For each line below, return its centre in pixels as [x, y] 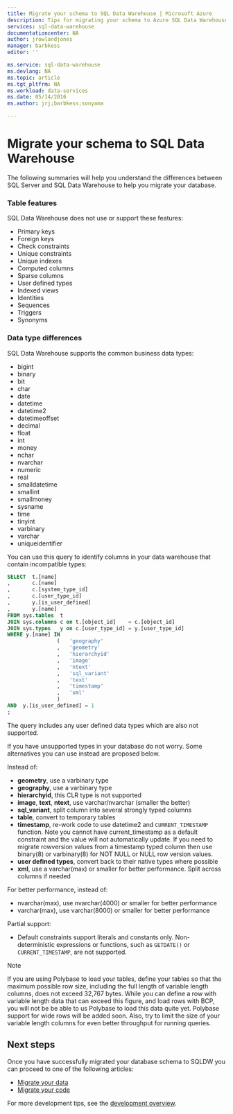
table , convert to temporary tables [66, 817]
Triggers [29, 313]
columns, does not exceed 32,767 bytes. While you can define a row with [112, 993]
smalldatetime [37, 484]
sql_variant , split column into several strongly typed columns [104, 810]
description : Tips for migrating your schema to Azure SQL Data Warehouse [118, 20]
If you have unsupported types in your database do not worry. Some [105, 746]
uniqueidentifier [40, 543]
